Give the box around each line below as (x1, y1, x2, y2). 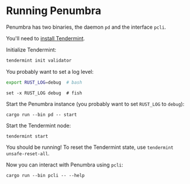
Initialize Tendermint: (6, 46, 57, 53)
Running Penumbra (6, 4, 101, 18)
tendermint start (6, 133, 49, 139)
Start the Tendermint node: (6, 122, 71, 129)
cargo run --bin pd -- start (6, 111, 77, 118)
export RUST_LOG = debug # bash (6, 79, 82, 86)
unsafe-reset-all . (6, 149, 50, 156)
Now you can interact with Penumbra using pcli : (6, 161, 124, 168)
